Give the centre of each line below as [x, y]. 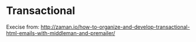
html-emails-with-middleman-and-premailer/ [61, 33]
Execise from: [23, 27]
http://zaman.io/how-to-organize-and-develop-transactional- [115, 27]
